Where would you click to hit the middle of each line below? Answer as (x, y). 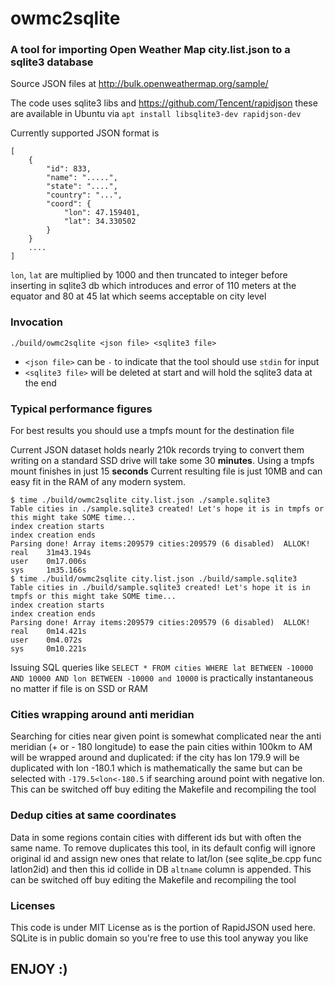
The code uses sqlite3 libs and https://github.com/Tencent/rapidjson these (164, 103)
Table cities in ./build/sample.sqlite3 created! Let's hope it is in (160, 588)
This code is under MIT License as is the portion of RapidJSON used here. (163, 927)
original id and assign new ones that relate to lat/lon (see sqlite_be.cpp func (166, 858)
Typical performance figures (81, 409)
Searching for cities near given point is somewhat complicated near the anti (166, 736)
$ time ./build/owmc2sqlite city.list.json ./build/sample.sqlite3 (154, 579)
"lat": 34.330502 (100, 222)
